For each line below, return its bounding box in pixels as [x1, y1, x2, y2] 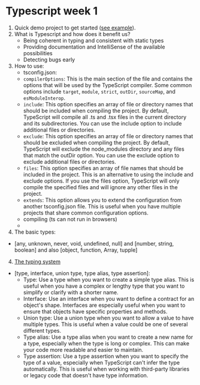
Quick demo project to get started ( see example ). [14, 24, 136, 31]
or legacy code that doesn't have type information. [23, 371, 149, 379]
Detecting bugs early [23, 56, 75, 63]
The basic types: [14, 228, 56, 235]
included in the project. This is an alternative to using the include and [23, 171, 194, 178]
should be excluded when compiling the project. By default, [23, 139, 170, 146]
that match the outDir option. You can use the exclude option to [23, 151, 180, 159]
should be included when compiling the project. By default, [23, 107, 169, 114]
